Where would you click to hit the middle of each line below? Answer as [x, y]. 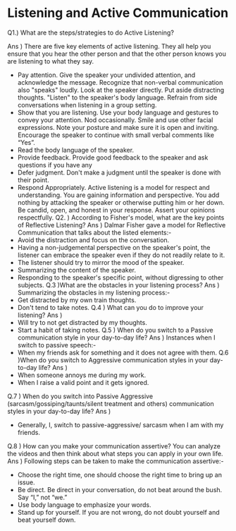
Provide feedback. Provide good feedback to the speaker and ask [113, 157]
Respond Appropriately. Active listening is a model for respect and [113, 187]
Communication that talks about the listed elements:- [94, 232]
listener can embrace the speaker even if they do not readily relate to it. [121, 255]
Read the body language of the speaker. [76, 150]
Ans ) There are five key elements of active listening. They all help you [109, 46]
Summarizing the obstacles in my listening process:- [94, 292]
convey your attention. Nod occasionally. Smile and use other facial [115, 120]
